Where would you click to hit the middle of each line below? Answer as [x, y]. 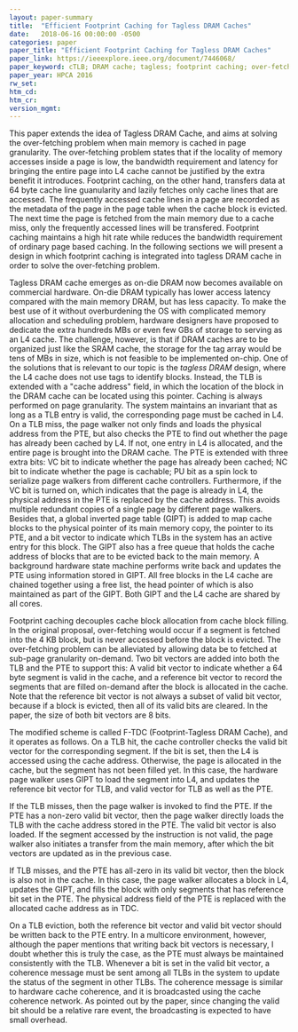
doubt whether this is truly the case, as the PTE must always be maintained [146, 954]
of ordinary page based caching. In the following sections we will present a [146, 247]
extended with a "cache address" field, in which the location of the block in [146, 386]
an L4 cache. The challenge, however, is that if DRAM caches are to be [139, 339]
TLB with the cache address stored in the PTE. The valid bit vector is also [143, 825]
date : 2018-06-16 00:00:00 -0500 [75, 34]
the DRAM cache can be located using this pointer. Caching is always [136, 396]
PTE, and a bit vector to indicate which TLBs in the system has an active [141, 537]
